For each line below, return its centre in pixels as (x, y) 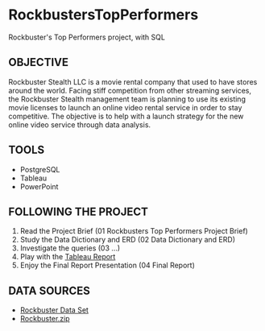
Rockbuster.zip (45, 319)
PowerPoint (39, 186)
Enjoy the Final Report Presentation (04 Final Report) (108, 265)
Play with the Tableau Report (68, 257)
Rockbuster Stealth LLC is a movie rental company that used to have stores (133, 81)
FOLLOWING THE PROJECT (79, 211)
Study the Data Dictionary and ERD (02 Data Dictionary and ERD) (128, 240)
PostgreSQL (40, 169)
